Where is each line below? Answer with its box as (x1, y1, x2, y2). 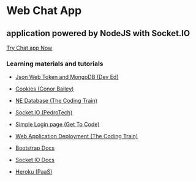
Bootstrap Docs (15, 144, 55, 152)
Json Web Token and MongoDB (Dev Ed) (15, 73, 119, 81)
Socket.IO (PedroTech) (15, 109, 73, 116)
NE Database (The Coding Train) (15, 97, 98, 105)
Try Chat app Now (6, 44, 53, 51)
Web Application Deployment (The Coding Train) (15, 133, 138, 140)
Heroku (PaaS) (15, 168, 53, 175)
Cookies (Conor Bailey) (15, 85, 74, 92)
